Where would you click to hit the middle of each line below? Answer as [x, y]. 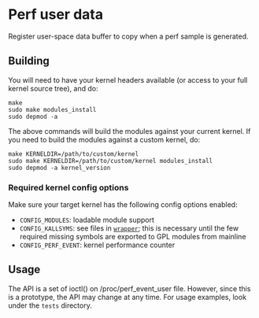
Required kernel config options [68, 187]
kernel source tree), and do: [53, 88]
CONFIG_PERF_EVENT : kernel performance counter [97, 245]
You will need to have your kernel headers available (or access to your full [128, 79]
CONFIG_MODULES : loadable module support [87, 220]
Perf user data [56, 15]
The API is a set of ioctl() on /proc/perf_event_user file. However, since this [129, 288]
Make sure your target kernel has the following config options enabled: [123, 205]
